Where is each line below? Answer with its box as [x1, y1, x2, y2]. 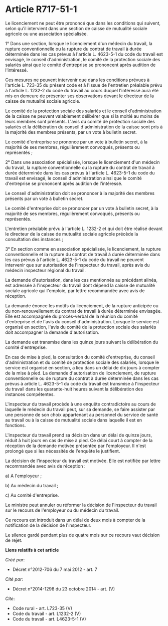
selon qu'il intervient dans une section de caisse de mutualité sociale [5, 25, 147, 31]
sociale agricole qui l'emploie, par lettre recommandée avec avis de [5, 287, 145, 294]
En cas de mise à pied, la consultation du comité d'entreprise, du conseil [5, 354, 155, 360]
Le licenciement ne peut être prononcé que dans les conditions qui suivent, [5, 20, 161, 26]
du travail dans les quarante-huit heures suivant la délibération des [5, 386, 143, 392]
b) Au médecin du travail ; [5, 482, 59, 488]
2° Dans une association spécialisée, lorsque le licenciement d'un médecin [5, 159, 160, 165]
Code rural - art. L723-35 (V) [12, 605, 73, 611]
